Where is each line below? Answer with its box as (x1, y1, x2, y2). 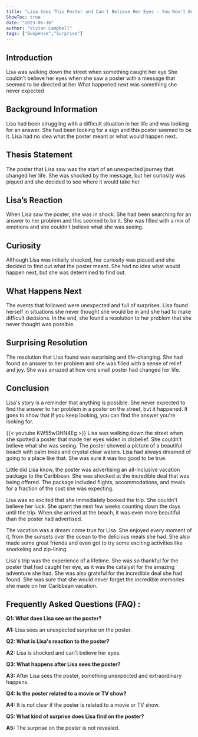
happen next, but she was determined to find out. (6, 269, 126, 276)
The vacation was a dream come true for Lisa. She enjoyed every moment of (6, 526, 192, 533)
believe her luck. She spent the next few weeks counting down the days (6, 503, 181, 510)
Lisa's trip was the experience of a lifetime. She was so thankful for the (6, 557, 179, 564)
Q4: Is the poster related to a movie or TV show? (6, 690, 127, 697)
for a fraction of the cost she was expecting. (6, 485, 114, 492)
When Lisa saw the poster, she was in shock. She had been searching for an (6, 211, 192, 218)
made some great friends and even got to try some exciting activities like (6, 539, 183, 546)
